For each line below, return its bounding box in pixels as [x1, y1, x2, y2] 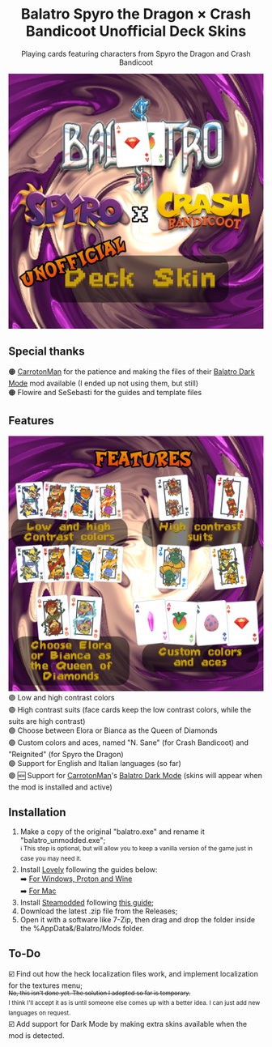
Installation [8, 805, 66, 819]
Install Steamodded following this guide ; [19, 897, 155, 907]
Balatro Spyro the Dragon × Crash [20, 5, 252, 23]
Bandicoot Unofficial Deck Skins [25, 22, 247, 40]
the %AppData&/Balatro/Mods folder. [19, 923, 144, 933]
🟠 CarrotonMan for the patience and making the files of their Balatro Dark [8, 366, 255, 377]
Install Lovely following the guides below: [19, 864, 158, 875]
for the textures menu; [8, 981, 83, 990]
